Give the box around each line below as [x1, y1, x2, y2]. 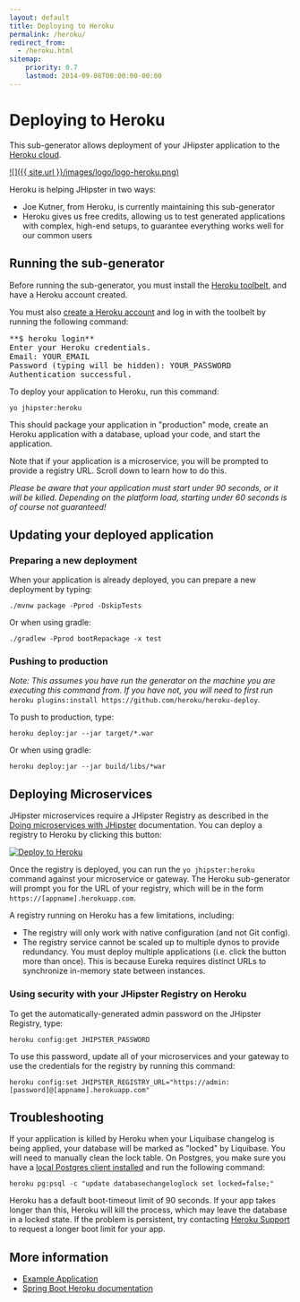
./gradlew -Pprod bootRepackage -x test [9, 634, 163, 643]
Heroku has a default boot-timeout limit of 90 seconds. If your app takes [9, 1195, 276, 1206]
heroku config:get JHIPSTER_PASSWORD [9, 1035, 150, 1044]
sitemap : [9, 55, 42, 64]
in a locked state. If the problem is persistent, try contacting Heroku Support [9, 1214, 290, 1225]
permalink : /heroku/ [9, 30, 87, 39]
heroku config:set [9, 1077, 78, 1087]
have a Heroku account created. [9, 289, 128, 300]
